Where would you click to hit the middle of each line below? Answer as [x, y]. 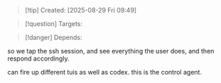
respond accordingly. [38, 58]
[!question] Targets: [54, 24]
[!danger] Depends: [53, 37]
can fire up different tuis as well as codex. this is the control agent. [105, 72]
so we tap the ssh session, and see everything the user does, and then [111, 51]
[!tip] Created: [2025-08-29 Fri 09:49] [81, 10]
